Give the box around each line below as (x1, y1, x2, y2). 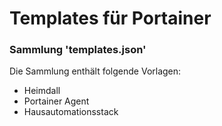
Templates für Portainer (9, 7, 212, 30)
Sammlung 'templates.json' (9, 43, 147, 57)
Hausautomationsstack (23, 106, 119, 118)
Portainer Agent (23, 95, 90, 107)
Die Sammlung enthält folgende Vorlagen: (9, 65, 182, 77)
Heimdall (23, 85, 61, 97)
